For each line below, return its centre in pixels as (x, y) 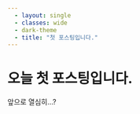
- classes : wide (41, 23)
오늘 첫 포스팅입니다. (70, 79)
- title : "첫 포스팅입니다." (57, 37)
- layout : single (43, 15)
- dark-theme (36, 30)
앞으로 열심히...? (32, 102)
